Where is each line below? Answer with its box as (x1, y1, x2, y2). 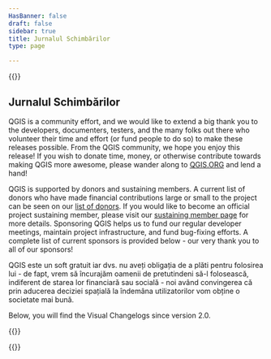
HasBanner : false (8, 11, 67, 20)
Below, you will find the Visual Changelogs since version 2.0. (8, 310, 211, 320)
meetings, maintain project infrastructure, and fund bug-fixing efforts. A (8, 227, 249, 236)
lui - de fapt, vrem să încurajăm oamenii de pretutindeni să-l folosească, (8, 269, 249, 279)
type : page (8, 42, 45, 50)
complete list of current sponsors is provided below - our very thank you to (8, 236, 260, 245)
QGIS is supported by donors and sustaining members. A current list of (8, 184, 246, 193)
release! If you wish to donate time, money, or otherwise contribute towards (8, 151, 261, 161)
